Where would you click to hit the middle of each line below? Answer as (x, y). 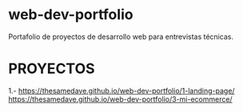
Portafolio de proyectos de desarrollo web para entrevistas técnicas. (121, 37)
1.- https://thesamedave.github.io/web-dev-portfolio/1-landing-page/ (121, 91)
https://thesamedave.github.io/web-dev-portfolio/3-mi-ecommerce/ (121, 99)
